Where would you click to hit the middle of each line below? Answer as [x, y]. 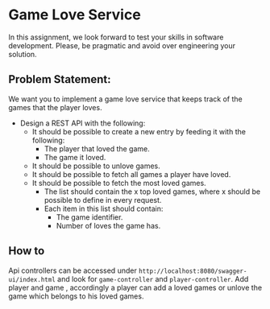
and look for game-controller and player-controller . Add [153, 278]
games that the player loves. [55, 107]
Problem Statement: [60, 79]
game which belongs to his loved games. [76, 296]
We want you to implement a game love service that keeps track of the [126, 99]
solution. [23, 54]
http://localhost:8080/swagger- [193, 271]
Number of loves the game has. [108, 225]
